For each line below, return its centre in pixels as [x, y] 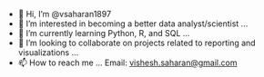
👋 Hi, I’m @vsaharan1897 [65, 14]
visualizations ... [48, 53]
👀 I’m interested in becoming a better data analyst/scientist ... [133, 24]
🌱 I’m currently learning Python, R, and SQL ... [104, 33]
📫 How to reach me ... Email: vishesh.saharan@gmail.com [127, 63]
